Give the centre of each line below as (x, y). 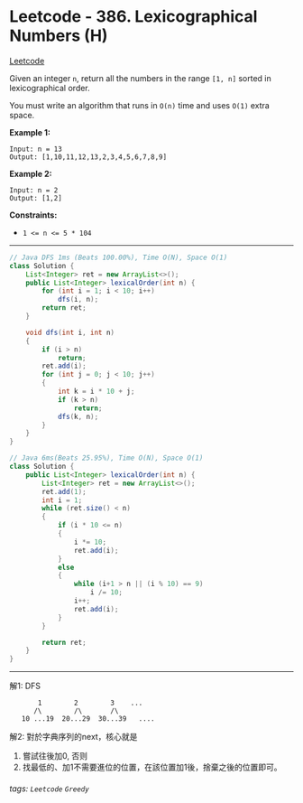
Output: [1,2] (36, 198)
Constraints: (33, 215)
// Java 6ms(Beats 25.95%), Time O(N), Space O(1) (106, 458)
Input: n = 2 (34, 190)
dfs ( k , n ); (78, 416)
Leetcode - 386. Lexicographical (133, 17)
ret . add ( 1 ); (64, 491)
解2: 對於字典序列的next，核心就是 (73, 737)
